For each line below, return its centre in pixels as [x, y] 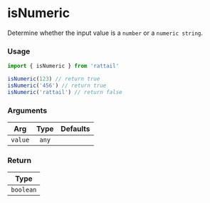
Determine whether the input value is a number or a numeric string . [105, 33]
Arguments [27, 110]
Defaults [75, 129]
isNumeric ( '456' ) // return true [57, 85]
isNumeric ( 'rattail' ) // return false [65, 92]
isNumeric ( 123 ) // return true [54, 79]
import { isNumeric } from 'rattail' [63, 66]
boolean [24, 190]
